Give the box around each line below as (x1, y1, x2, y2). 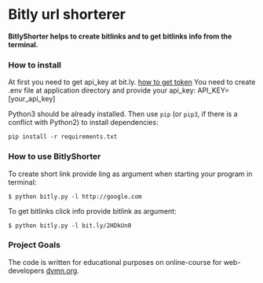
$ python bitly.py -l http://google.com (8, 193, 143, 200)
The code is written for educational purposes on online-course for (8, 257, 222, 266)
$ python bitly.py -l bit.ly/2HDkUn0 (8, 222, 132, 230)
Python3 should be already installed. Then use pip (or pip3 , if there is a (8, 109, 238, 119)
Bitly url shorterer (8, 6, 126, 24)
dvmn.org (46, 266, 78, 275)
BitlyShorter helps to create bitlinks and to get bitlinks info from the (8, 31, 232, 41)
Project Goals (8, 240, 61, 251)
